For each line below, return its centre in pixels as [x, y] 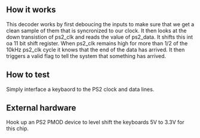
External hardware [41, 108]
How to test [28, 75]
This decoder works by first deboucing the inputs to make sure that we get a [100, 24]
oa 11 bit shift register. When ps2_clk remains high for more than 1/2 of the [97, 43]
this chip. [17, 128]
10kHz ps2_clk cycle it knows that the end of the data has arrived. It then [96, 50]
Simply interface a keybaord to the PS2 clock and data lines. [80, 89]
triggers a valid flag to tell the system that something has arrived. [86, 56]
